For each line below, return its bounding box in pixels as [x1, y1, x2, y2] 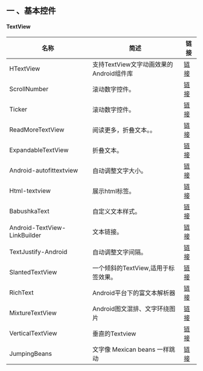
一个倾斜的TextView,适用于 [92, 264, 169, 272]
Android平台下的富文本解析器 [92, 288, 176, 297]
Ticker [9, 105, 28, 113]
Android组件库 [92, 69, 134, 77]
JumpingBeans [9, 349, 53, 358]
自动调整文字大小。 [92, 166, 147, 175]
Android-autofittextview [9, 166, 79, 174]
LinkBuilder [9, 231, 41, 239]
